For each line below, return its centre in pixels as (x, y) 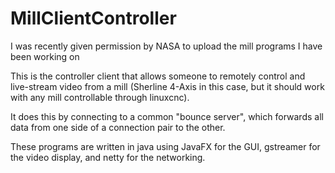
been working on (45, 56)
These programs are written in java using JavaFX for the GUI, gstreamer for (165, 146)
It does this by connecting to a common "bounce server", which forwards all (167, 116)
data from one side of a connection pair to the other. (118, 127)
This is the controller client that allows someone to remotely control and (158, 76)
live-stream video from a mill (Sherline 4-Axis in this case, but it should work (167, 86)
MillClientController (93, 18)
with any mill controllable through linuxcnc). (100, 97)
